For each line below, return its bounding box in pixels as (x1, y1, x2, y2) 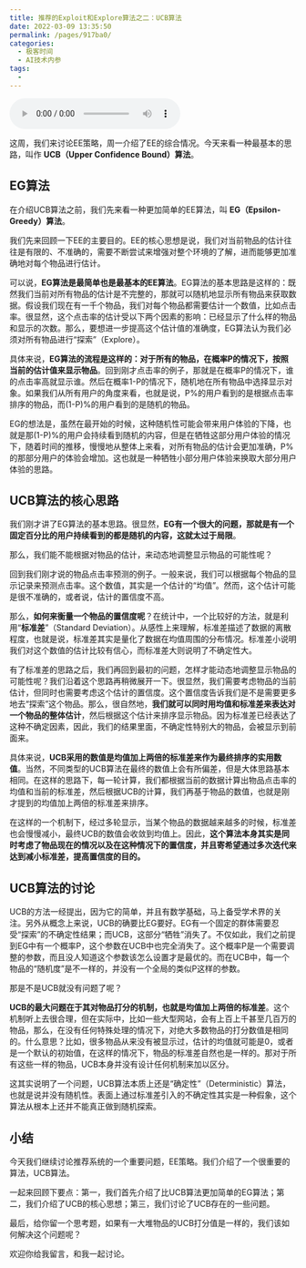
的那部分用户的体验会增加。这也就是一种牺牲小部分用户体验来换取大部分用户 (9, 452, 297, 463)
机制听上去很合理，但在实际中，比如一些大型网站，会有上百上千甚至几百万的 (9, 1013, 297, 1025)
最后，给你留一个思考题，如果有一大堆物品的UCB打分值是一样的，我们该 (9, 1218, 282, 1228)
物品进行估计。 (48, 257, 106, 269)
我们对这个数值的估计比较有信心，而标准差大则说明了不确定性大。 (9, 645, 257, 656)
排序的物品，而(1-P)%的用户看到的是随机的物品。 (9, 398, 196, 410)
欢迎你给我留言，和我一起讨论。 (9, 1249, 129, 1259)
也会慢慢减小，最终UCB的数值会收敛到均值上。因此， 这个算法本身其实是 (9, 828, 282, 839)
